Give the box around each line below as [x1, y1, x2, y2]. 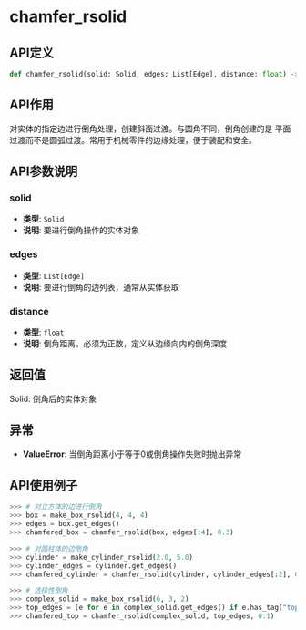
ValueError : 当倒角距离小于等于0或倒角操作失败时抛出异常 [22, 449, 242, 460]
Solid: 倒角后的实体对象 [9, 393, 97, 404]
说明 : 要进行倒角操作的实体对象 [22, 225, 139, 236]
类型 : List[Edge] [22, 270, 85, 281]
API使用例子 [9, 477, 78, 493]
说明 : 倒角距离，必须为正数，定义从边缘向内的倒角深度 [22, 337, 228, 348]
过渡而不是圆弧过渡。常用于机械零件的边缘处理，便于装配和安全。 [9, 134, 257, 145]
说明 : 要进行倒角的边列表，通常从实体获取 [22, 281, 179, 293]
